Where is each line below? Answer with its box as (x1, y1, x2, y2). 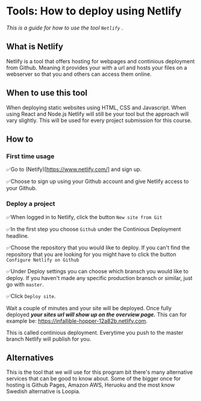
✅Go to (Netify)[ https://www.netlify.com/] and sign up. (6, 166, 142, 173)
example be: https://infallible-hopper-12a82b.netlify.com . (6, 317, 148, 325)
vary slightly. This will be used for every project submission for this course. (6, 116, 193, 124)
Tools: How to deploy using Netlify (6, 4, 182, 18)
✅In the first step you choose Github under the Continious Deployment (6, 225, 182, 232)
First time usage (6, 152, 55, 160)
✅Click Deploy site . (6, 292, 56, 299)
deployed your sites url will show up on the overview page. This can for (6, 311, 187, 318)
